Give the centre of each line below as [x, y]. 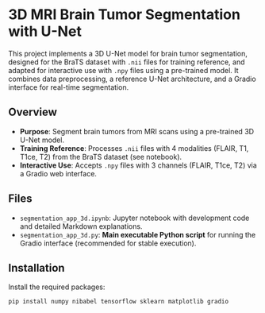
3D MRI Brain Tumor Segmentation [124, 15]
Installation [36, 268]
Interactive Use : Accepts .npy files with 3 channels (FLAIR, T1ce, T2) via [138, 165]
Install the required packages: [57, 287]
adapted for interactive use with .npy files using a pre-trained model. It [124, 70]
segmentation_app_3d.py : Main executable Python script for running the [138, 234]
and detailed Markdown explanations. [81, 226]
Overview [33, 112]
